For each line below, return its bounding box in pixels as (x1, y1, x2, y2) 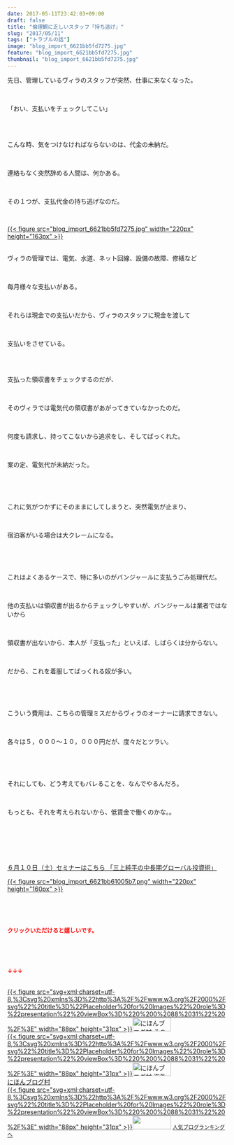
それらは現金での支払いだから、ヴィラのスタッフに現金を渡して (7, 311, 191, 319)
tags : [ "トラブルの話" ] (7, 36, 70, 43)
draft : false (7, 17, 45, 24)
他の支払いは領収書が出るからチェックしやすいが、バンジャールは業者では (7, 601, 221, 610)
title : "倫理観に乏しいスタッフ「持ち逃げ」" (7, 23, 124, 30)
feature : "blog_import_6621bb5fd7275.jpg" (7, 50, 133, 57)
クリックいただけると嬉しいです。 (7, 926, 98, 934)
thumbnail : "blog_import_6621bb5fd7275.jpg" (7, 56, 139, 63)
